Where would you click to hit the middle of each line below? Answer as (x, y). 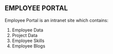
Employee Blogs (28, 46)
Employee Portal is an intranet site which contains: (56, 20)
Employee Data (27, 30)
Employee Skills (28, 40)
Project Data (25, 35)
